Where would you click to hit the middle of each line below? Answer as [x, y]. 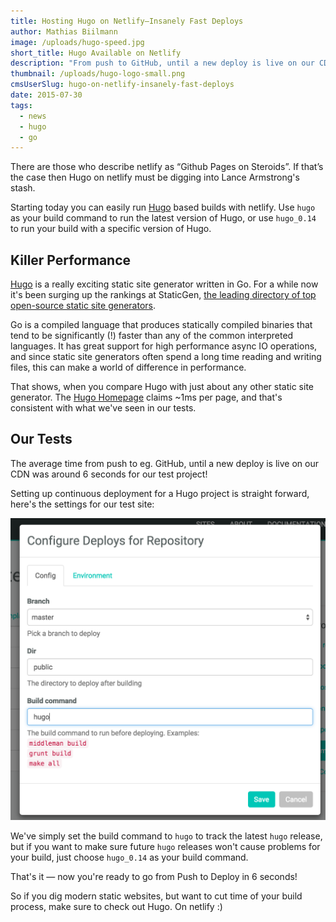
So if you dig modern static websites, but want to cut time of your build [156, 896]
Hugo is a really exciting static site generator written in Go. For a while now [164, 284]
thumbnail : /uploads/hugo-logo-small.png [98, 74]
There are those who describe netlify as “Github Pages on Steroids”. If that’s [167, 167]
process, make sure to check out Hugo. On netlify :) [116, 906]
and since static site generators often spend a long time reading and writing [166, 357]
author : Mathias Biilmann [64, 31]
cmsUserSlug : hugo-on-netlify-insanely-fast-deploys [122, 85]
